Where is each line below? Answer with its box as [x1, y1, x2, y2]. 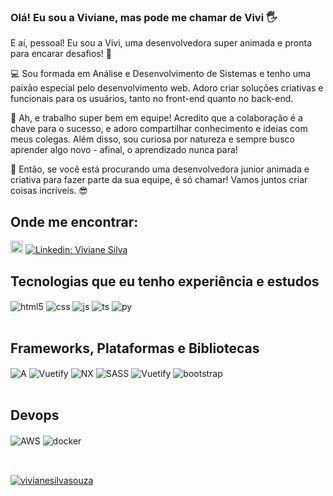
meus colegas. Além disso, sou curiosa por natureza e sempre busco [10, 133, 295, 145]
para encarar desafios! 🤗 [10, 48, 112, 60]
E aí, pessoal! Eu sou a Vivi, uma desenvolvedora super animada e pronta [10, 37, 312, 49]
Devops [10, 407, 60, 424]
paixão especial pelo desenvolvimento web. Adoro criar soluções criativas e [10, 82, 324, 94]
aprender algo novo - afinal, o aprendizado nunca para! [10, 144, 238, 156]
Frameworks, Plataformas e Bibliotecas [10, 340, 260, 357]
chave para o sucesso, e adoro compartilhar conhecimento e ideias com [10, 123, 308, 135]
